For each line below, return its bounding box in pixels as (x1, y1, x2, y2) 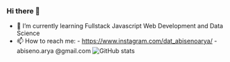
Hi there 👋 (6, 6, 41, 16)
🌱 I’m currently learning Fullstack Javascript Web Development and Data (16, 22, 223, 30)
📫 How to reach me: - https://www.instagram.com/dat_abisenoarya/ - (16, 37, 218, 45)
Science (16, 29, 40, 37)
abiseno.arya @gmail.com (16, 47, 91, 55)
